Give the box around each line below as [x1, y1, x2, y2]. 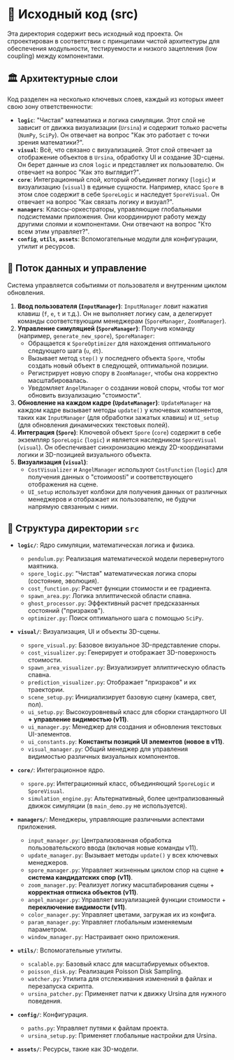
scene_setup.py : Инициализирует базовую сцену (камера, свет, [27, 693, 217, 702]
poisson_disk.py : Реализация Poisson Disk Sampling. [27, 967, 183, 975]
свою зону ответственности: [7, 102, 93, 110]
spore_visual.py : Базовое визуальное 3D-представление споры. [27, 641, 221, 649]
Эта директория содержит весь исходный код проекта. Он [7, 29, 183, 38]
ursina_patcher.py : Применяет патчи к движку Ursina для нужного [27, 989, 227, 998]
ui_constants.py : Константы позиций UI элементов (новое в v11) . [27, 737, 225, 746]
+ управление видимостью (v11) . [27, 716, 129, 724]
